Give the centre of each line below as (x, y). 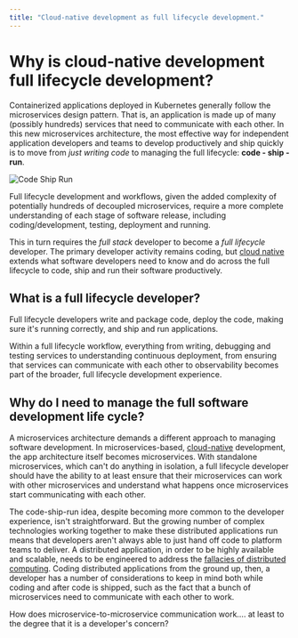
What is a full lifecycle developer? (105, 298)
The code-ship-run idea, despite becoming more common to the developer (147, 512)
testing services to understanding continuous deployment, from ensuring (143, 356)
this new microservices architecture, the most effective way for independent (149, 133)
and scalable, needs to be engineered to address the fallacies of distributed (148, 559)
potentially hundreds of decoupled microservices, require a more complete (146, 206)
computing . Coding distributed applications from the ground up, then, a (140, 569)
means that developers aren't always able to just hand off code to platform (146, 540)
